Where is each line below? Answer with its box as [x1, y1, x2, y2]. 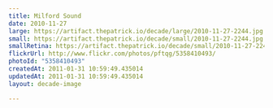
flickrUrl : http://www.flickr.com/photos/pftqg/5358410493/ [8, 50, 217, 58]
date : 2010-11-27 [8, 19, 67, 28]
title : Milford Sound [8, 11, 82, 20]
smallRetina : [8, 42, 53, 50]
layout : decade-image [8, 80, 82, 88]
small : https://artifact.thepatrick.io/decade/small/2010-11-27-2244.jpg [8, 34, 264, 43]
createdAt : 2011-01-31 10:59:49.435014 [8, 65, 144, 73]
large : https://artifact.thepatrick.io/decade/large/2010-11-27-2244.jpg [8, 27, 264, 35]
